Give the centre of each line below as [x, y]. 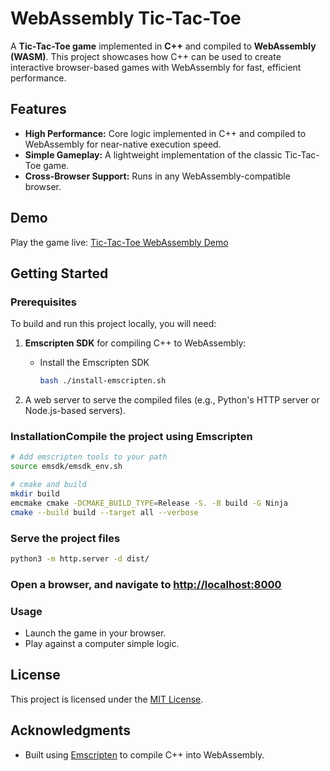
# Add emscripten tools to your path [89, 457]
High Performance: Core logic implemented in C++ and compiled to [165, 133]
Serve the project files [65, 538]
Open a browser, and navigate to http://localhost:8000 [146, 584]
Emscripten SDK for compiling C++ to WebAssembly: [135, 343]
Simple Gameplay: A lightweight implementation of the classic [153, 154]
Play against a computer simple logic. [102, 644]
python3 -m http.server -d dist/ [80, 558]
